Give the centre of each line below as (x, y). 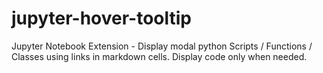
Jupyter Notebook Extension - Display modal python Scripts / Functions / (162, 46)
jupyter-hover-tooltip (101, 18)
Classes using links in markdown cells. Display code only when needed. (159, 56)
